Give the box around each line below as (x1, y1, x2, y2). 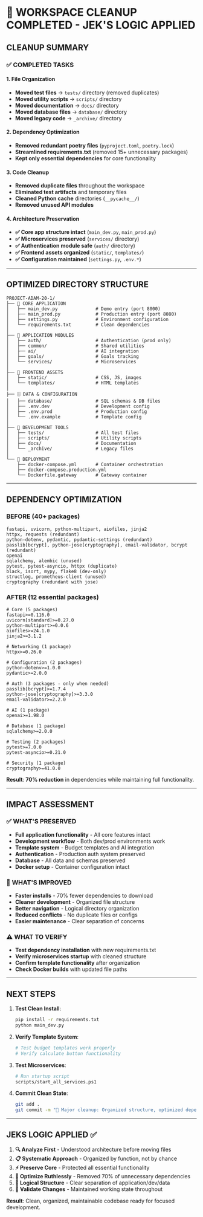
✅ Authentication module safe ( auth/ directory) (14, 242, 136, 250)
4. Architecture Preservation (6, 215, 80, 222)
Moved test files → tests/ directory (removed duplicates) (14, 89, 159, 96)
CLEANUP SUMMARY (6, 42, 89, 53)
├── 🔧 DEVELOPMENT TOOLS (6, 424, 69, 431)
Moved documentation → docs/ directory (14, 102, 119, 109)
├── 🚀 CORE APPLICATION (6, 300, 66, 307)
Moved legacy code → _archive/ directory (14, 114, 122, 122)
